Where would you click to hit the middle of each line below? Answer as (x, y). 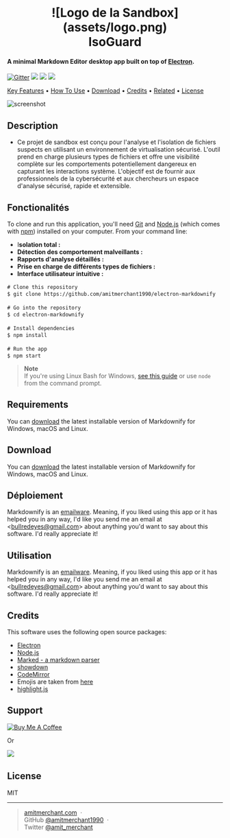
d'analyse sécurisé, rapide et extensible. (74, 186)
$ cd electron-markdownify (46, 315)
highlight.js (33, 689)
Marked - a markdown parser (59, 660)
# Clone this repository (42, 288)
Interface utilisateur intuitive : (60, 274)
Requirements (38, 405)
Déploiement (35, 496)
